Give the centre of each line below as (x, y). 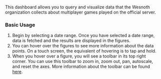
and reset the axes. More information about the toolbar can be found (81, 67)
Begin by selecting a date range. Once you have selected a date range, (83, 36)
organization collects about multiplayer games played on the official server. (80, 12)
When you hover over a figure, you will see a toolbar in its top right (79, 56)
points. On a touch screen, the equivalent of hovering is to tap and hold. (84, 51)
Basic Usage (20, 25)
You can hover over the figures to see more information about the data (83, 46)
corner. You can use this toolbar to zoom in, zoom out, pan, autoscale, (82, 61)
